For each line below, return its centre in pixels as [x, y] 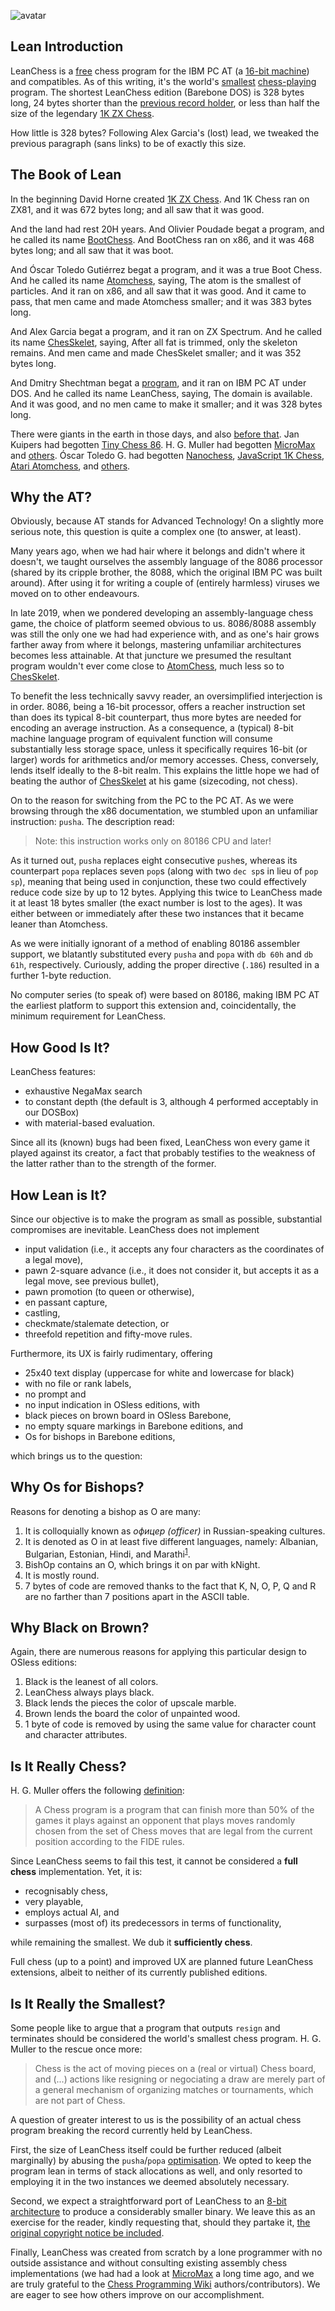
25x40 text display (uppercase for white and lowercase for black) [159, 1373]
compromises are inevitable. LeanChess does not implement [135, 1230]
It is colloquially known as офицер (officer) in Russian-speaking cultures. [175, 1531]
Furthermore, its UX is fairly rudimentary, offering [111, 1354]
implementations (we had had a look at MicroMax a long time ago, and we [162, 2273]
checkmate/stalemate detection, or [97, 1324]
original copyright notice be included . [87, 2232]
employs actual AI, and [72, 1912]
